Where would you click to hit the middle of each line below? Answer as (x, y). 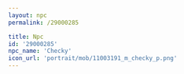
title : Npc (26, 37)
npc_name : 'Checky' (40, 51)
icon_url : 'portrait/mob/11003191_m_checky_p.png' (93, 58)
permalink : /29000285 (44, 23)
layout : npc (28, 15)
